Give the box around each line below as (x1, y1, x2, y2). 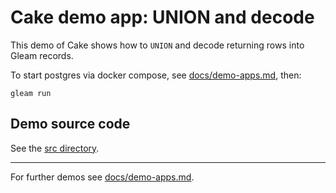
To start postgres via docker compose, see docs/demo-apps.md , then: (10, 69, 302, 81)
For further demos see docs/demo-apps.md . (10, 171, 195, 183)
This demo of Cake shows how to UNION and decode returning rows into (10, 39, 305, 51)
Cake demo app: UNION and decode (10, 6, 315, 29)
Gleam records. (10, 49, 74, 61)
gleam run (10, 88, 52, 98)
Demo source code (10, 116, 131, 133)
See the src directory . (10, 142, 100, 154)
